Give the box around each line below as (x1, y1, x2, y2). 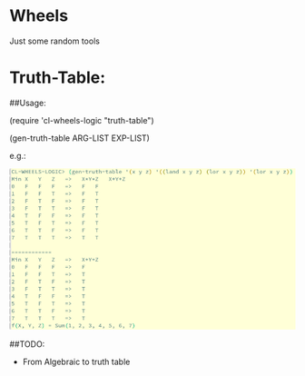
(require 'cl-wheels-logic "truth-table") (9, 114, 154, 125)
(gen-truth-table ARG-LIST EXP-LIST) (9, 133, 150, 143)
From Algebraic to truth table (22, 356, 131, 367)
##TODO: (9, 338, 45, 350)
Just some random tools (9, 35, 100, 46)
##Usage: (9, 97, 47, 108)
